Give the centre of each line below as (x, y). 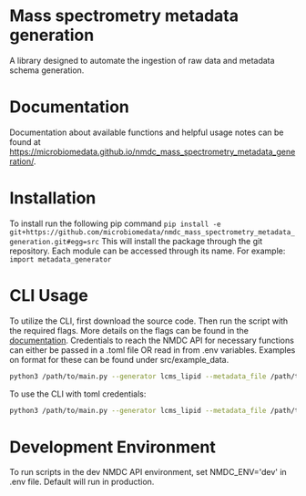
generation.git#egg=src (55, 242)
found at (25, 141)
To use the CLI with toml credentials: (78, 394)
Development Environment (112, 447)
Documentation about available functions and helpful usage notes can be (147, 132)
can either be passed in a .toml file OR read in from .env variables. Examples (153, 350)
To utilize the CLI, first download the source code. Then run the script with (149, 321)
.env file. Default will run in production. (82, 482)
